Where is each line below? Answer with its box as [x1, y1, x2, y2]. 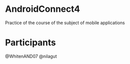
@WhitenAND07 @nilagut [5, 53, 57, 59]
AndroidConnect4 [5, 3, 80, 15]
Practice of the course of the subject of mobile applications [5, 20, 125, 26]
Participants [5, 37, 56, 48]
